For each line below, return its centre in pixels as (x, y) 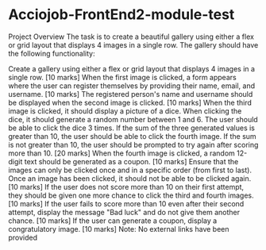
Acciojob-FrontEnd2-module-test (121, 15)
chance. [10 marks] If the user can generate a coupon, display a (113, 221)
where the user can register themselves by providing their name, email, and (132, 86)
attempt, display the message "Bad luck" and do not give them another (124, 212)
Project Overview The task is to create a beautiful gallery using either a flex (131, 37)
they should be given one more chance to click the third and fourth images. (131, 195)
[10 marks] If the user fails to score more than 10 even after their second (126, 203)
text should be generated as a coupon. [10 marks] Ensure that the (131, 161)
